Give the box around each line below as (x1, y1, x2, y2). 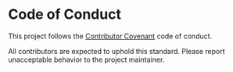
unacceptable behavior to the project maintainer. (8, 55, 165, 64)
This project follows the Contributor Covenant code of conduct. (8, 31, 213, 41)
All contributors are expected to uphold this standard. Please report (8, 46, 225, 56)
